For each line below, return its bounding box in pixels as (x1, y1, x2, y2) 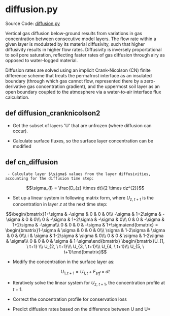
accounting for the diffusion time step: (5, 176, 94, 181)
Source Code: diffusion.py (5, 20, 60, 26)
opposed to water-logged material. (5, 57, 78, 63)
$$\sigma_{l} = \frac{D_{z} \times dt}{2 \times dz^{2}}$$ (26, 185, 145, 191)
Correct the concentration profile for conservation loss (12, 296, 127, 302)
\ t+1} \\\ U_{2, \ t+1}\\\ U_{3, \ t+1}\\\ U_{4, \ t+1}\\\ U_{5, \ (26, 243, 145, 250)
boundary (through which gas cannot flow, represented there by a (5, 78, 143, 84)
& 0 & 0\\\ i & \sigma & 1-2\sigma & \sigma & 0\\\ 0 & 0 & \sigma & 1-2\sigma (7, 233, 164, 239)
